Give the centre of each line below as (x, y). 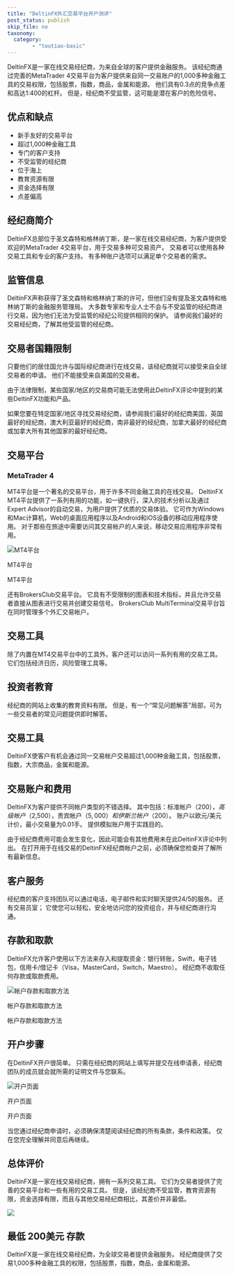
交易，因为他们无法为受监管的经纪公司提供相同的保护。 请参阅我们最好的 (118, 315)
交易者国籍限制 (39, 349)
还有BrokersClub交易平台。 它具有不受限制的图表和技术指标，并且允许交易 (114, 594)
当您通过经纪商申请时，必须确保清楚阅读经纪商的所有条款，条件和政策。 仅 (115, 1130)
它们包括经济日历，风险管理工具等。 (59, 663)
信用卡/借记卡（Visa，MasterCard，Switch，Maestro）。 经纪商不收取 (119, 967)
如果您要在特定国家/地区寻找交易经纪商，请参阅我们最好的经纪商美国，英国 (115, 414)
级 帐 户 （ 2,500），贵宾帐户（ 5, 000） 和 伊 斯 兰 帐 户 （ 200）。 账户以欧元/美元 (115, 816)
